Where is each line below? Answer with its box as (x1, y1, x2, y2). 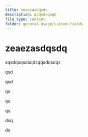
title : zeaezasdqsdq (5, 7, 48, 12)
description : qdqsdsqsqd (5, 12, 57, 17)
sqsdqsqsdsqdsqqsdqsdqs (5, 59, 61, 65)
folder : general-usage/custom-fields (5, 21, 84, 26)
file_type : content (5, 16, 46, 21)
